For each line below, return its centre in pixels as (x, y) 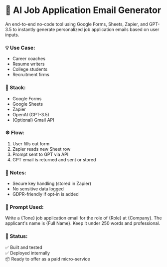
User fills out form (31, 144)
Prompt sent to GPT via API (40, 154)
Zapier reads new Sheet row (41, 149)
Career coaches (29, 59)
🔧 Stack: (15, 88)
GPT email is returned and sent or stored (54, 159)
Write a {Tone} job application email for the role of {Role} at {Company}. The (83, 218)
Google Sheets (28, 104)
